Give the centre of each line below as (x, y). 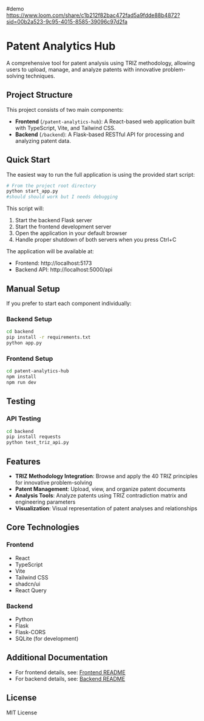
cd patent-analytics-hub (38, 371)
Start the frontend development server (63, 227)
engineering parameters (45, 502)
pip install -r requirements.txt (49, 337)
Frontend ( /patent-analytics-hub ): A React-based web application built (105, 121)
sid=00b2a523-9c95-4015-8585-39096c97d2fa (67, 22)
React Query (31, 590)
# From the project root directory (51, 186)
